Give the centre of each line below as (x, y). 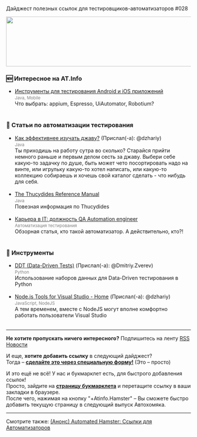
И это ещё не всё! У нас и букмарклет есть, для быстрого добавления (94, 373)
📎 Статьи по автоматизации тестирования (70, 125)
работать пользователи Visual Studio (61, 315)
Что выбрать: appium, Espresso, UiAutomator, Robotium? (84, 104)
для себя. (27, 182)
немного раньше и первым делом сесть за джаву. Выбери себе (95, 156)
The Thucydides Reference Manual (57, 194)
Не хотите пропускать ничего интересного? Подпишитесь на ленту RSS (98, 338)
